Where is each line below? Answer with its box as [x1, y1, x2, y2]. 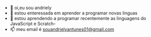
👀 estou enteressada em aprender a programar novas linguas [10, 10, 138, 16]
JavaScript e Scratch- [10, 20, 56, 26]
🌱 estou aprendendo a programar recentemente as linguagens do [10, 15, 146, 21]
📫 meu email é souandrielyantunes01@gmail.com [10, 26, 115, 32]
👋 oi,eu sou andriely [10, 5, 52, 10]
